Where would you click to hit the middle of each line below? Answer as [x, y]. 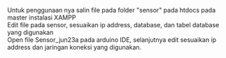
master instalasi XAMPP [42, 17]
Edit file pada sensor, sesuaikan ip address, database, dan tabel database [113, 25]
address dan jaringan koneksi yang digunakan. [75, 47]
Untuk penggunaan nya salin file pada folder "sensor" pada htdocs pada [112, 10]
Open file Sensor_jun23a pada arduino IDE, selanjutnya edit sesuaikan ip [112, 40]
